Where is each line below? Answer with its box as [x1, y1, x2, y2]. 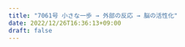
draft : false [8, 26, 53, 34]
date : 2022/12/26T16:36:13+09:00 [8, 19, 122, 27]
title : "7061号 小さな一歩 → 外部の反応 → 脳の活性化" [8, 11, 179, 20]
